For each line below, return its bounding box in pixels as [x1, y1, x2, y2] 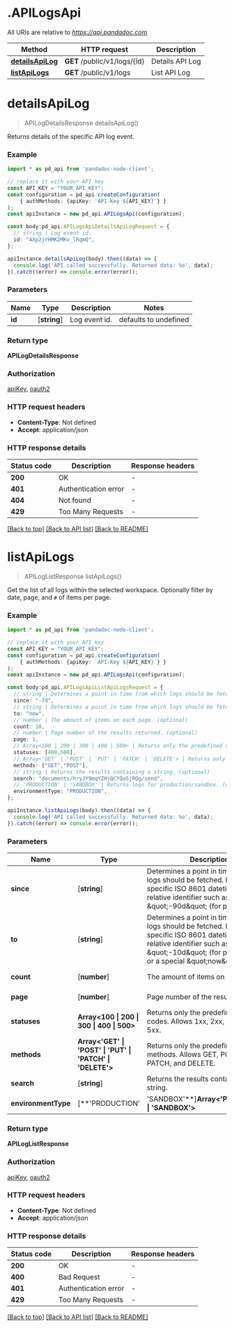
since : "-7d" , [13, 697, 54, 704]
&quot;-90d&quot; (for [146, 901, 221, 910]
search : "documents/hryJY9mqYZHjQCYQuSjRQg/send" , [13, 775, 164, 782]
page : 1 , [13, 736, 39, 743]
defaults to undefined [118, 314, 189, 324]
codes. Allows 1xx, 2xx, [146, 1016, 225, 1026]
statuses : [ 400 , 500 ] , [13, 749, 77, 756]
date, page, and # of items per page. [7, 593, 111, 601]
